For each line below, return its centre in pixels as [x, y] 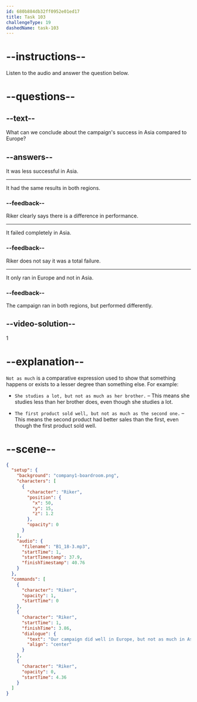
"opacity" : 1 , [39, 595]
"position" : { [44, 497]
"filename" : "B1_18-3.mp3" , [56, 546]
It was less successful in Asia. [42, 171]
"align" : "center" [50, 645]
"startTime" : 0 [40, 601]
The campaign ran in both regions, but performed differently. [79, 305]
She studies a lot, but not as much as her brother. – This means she [102, 396]
